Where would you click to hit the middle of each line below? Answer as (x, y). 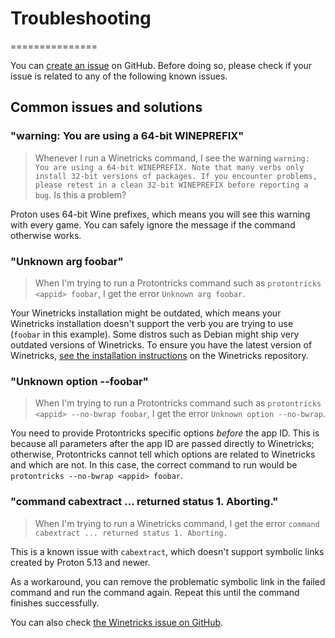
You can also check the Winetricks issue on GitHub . (117, 622)
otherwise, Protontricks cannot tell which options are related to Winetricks (163, 454)
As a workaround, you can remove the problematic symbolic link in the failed (168, 581)
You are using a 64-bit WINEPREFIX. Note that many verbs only (169, 167)
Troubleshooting (81, 18)
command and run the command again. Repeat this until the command (155, 592)
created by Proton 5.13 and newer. (80, 562)
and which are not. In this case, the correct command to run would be (154, 465)
